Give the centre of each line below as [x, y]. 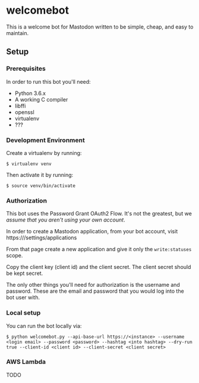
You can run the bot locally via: [44, 326]
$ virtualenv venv [29, 164]
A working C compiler [41, 99]
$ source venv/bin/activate [41, 186]
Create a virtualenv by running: [44, 153]
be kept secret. [25, 273]
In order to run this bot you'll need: [48, 81]
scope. [15, 255]
